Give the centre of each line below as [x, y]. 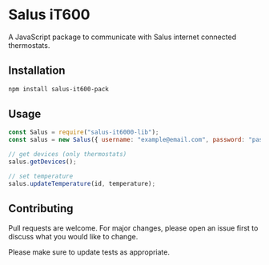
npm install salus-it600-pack [59, 89]
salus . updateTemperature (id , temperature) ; [82, 183]
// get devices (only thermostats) [68, 155]
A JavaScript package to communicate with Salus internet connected [122, 37]
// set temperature [41, 176]
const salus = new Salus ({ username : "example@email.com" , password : [127, 140]
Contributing [41, 209]
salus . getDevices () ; [43, 162]
